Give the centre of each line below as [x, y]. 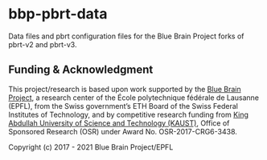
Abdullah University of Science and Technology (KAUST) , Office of [119, 123]
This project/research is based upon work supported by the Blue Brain [125, 89]
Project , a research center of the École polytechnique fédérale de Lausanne [134, 98]
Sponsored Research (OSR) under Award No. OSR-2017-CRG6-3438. [123, 131]
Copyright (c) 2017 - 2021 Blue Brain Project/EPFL [91, 147]
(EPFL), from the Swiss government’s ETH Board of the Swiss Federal [123, 106]
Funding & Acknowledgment [81, 70]
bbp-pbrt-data [58, 14]
